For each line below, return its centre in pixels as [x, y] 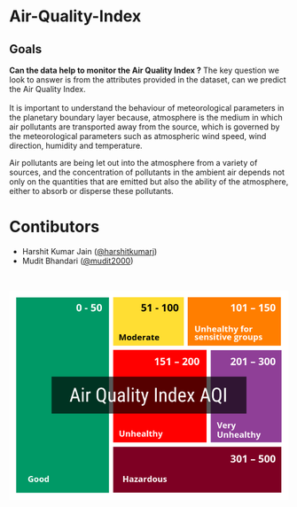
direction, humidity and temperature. [76, 145]
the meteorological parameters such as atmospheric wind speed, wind [138, 136]
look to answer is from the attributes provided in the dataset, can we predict [148, 80]
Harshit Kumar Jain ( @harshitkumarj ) [90, 251]
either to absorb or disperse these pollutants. [92, 191]
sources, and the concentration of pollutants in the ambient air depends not [147, 172]
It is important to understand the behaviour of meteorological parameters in [147, 108]
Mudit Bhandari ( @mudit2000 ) [78, 261]
